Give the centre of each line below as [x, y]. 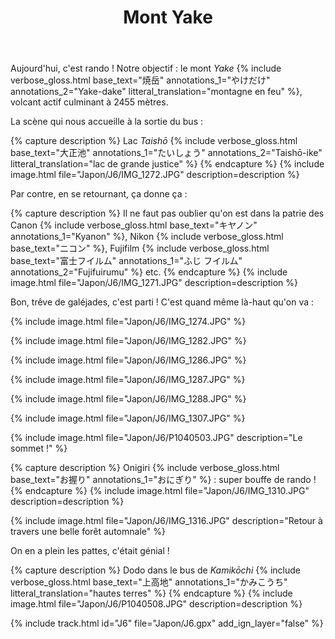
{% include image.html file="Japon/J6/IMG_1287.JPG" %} [128, 380]
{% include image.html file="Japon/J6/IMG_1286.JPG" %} [128, 360]
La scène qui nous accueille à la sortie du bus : [106, 122]
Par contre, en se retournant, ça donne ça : [99, 194]
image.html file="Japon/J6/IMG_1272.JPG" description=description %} [155, 175]
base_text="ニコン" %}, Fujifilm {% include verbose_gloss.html [140, 248]
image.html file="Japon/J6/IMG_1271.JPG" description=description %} [154, 283]
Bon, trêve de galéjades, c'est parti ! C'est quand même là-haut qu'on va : [162, 302]
